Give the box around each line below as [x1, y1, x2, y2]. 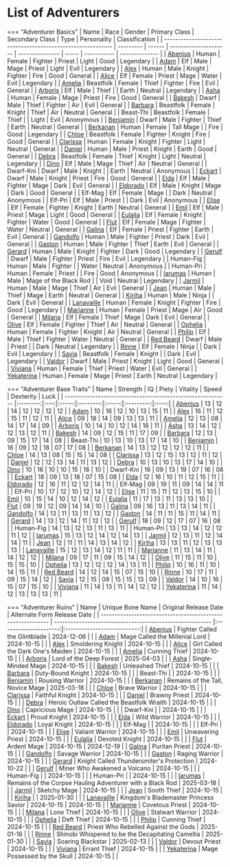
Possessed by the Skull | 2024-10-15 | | [7, 852, 119, 860]
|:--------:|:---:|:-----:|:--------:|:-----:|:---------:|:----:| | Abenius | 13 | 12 [14, 399, 222, 408]
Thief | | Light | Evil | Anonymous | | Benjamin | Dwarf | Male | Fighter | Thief [7, 115, 222, 123]
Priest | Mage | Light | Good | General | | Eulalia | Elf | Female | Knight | [7, 210, 206, 218]
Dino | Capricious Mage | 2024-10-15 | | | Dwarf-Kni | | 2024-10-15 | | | [7, 705, 207, 713]
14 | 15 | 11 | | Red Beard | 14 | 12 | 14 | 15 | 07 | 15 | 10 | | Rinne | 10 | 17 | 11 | [7, 567, 218, 576]
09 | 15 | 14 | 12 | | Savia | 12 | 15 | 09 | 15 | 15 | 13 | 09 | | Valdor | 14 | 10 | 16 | [7, 575, 223, 583]
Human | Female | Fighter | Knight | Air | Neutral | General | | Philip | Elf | [7, 327, 210, 335]
